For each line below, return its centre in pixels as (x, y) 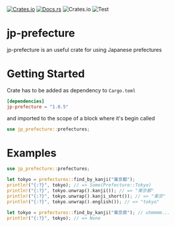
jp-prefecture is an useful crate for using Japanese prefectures (84, 49)
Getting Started (46, 74)
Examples (32, 153)
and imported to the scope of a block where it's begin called (81, 118)
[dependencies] (26, 101)
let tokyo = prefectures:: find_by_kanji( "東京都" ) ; (71, 180)
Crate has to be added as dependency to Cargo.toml (71, 90)
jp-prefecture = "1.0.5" (38, 107)
